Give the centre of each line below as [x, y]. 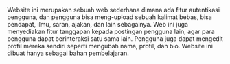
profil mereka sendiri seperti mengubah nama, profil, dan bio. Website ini [110, 46]
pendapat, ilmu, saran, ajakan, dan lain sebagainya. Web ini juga [98, 24]
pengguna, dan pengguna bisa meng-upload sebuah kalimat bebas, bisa [110, 17]
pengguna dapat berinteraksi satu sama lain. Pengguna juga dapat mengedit [115, 39]
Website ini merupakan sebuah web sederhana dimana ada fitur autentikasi [114, 10]
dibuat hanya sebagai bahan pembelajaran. [68, 53]
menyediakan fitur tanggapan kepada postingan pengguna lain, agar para [111, 31]
